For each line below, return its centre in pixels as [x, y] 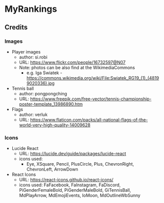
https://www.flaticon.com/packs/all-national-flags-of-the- [89, 119]
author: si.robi [33, 57]
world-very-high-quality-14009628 [55, 125]
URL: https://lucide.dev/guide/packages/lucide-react [73, 154]
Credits [16, 27]
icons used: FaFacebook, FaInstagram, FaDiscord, [70, 185]
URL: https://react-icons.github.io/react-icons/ [66, 180]
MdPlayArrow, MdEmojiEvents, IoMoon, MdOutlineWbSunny [80, 196]
